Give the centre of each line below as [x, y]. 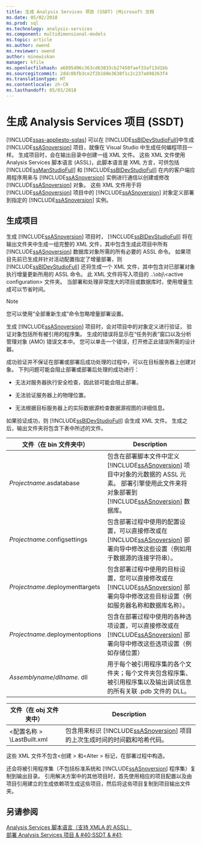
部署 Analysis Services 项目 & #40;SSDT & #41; [65, 835]
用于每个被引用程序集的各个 [146, 664]
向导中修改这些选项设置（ [149, 643]
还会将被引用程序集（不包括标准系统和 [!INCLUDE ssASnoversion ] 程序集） [98, 768]
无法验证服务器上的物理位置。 [52, 395]
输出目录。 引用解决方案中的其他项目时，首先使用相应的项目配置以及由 [104, 776]
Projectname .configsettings [48, 539]
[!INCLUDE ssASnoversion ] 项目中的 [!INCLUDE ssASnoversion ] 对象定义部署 [100, 192]
